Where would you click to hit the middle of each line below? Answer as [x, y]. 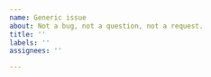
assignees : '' [36, 51]
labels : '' [30, 43]
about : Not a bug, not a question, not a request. [106, 26]
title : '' [28, 34]
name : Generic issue [48, 17]
